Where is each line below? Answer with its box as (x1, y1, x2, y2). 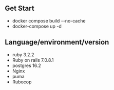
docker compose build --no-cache (12, 17, 86, 24)
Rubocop (12, 79, 32, 85)
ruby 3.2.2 (12, 51, 34, 58)
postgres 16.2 (12, 62, 42, 69)
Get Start (5, 4, 34, 13)
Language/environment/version (5, 38, 109, 47)
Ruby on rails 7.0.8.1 (12, 57, 54, 63)
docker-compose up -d (12, 23, 62, 29)
